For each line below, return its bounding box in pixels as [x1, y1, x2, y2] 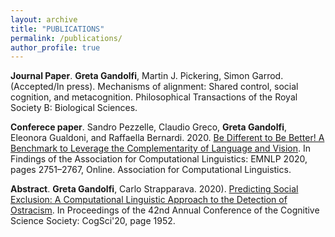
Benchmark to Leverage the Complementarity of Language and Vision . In [10, 142, 312, 155]
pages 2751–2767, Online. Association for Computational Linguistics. [10, 164, 292, 176]
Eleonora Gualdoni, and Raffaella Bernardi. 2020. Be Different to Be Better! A [10, 132, 325, 144]
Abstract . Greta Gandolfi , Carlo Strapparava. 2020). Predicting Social [10, 183, 299, 195]
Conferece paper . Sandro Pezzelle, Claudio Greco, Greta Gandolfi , [10, 121, 288, 133]
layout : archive [10, 14, 78, 25]
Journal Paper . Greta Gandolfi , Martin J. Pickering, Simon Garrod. [10, 70, 284, 82]
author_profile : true [10, 42, 101, 53]
